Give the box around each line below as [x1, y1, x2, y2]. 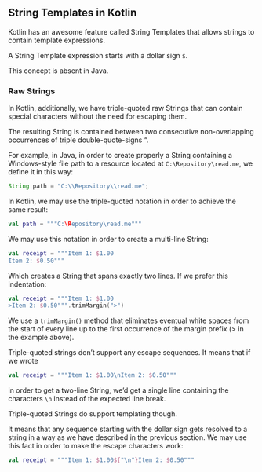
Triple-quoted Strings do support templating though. [8, 409, 178, 419]
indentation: [8, 279, 47, 289]
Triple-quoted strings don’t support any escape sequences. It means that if [8, 348, 251, 357]
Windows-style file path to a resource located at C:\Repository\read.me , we [8, 159, 253, 168]
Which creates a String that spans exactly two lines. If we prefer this [8, 271, 229, 280]
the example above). [8, 333, 75, 342]
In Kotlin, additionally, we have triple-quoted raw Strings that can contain [8, 104, 243, 113]
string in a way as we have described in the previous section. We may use [8, 433, 247, 442]
